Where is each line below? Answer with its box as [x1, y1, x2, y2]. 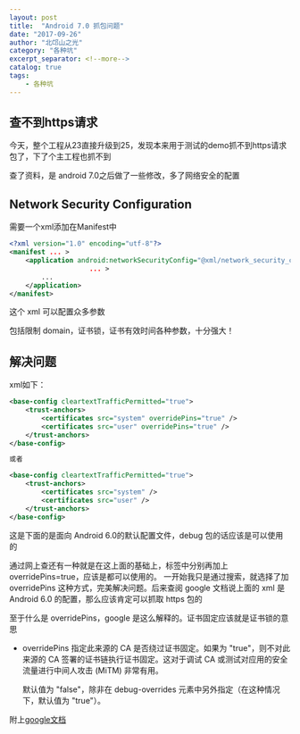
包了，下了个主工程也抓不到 [9, 151, 112, 162]
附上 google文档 [9, 713, 67, 724]
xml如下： [9, 380, 46, 390]
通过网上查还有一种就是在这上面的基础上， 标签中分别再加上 [9, 560, 229, 571]
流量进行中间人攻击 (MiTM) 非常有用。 [21, 664, 163, 675]
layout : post [9, 13, 58, 22]
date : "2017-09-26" [9, 29, 82, 38]
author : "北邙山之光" [9, 38, 83, 47]
